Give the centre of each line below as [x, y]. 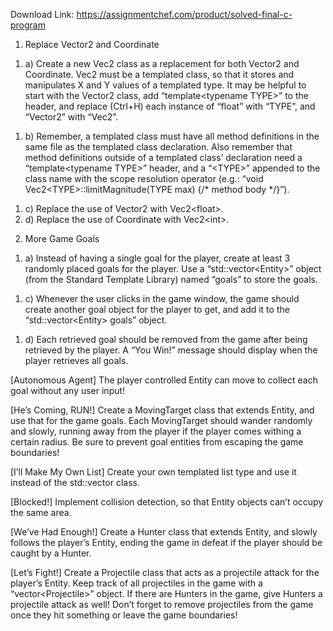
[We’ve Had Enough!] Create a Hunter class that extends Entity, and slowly [164, 532]
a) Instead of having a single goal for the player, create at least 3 [157, 258]
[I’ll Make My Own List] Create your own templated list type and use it [153, 472]
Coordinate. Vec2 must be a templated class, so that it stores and [159, 74]
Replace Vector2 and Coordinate [92, 44]
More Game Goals [62, 238]
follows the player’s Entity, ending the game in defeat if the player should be [166, 542]
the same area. [41, 512]
